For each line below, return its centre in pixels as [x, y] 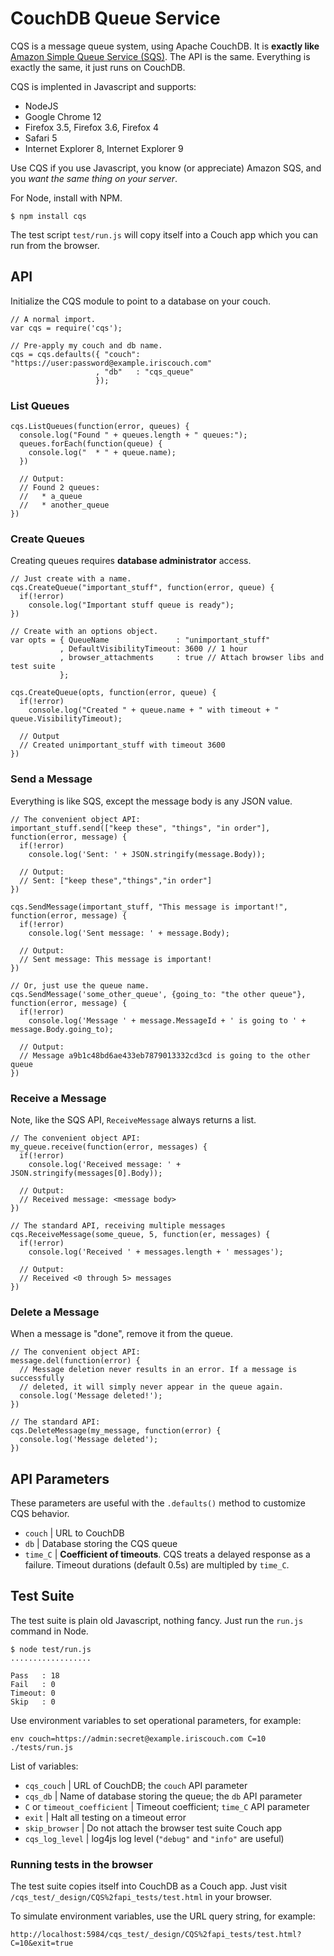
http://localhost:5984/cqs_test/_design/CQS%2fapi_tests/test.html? [156, 1935]
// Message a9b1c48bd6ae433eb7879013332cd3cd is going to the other [165, 1055]
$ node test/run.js [51, 1649]
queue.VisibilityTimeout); [66, 719]
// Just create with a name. [71, 579]
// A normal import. [53, 319]
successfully [37, 1378]
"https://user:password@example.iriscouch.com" [111, 363]
